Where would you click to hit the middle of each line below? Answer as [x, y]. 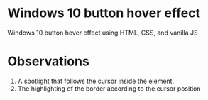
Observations [49, 61]
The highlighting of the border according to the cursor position [109, 88]
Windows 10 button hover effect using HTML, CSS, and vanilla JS [103, 33]
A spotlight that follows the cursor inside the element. [96, 81]
